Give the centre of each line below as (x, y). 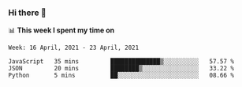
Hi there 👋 (28, 13)
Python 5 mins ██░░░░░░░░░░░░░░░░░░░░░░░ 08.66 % (121, 76)
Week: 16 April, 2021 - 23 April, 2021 (74, 48)
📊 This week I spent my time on (61, 30)
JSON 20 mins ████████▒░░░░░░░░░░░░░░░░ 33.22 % (121, 69)
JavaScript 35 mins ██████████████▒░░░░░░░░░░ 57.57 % (121, 62)
